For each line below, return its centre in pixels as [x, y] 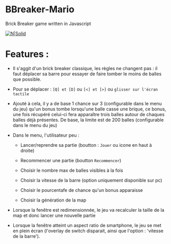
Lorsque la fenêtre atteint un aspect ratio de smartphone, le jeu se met [87, 225]
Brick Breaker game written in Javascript [48, 24]
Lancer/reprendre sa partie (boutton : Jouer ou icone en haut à [86, 145]
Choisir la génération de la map [53, 200]
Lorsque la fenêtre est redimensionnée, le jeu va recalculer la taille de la [89, 210]
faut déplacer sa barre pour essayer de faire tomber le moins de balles [87, 74]
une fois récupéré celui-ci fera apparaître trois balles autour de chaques [89, 114]
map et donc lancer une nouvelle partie [54, 215]
